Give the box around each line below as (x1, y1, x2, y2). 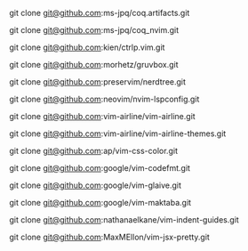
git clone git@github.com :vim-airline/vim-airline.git (9, 111, 196, 121)
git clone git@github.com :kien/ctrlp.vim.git (9, 42, 165, 53)
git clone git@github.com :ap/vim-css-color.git (9, 146, 178, 156)
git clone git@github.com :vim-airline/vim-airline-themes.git (9, 128, 227, 139)
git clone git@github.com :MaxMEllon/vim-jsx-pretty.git (9, 231, 211, 242)
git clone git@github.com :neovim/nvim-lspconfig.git (9, 93, 200, 104)
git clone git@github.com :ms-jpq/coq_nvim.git (9, 25, 180, 35)
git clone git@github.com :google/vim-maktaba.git (9, 198, 192, 207)
